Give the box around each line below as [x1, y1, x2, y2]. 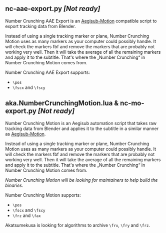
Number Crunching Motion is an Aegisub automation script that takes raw [5, 120, 157, 126]
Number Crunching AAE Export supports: [5, 69, 90, 75]
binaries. [5, 182, 23, 188]
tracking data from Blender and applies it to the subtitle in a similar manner [5, 126, 159, 132]
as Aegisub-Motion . [5, 131, 46, 137]
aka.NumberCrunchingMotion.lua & [5, 99, 119, 107]
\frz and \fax [12, 212, 41, 218]
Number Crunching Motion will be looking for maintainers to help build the [5, 177, 158, 183]
